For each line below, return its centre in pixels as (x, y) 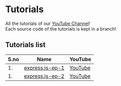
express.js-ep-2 (44, 76)
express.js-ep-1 (44, 68)
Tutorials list (26, 45)
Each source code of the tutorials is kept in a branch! (61, 28)
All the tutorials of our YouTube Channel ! (48, 23)
